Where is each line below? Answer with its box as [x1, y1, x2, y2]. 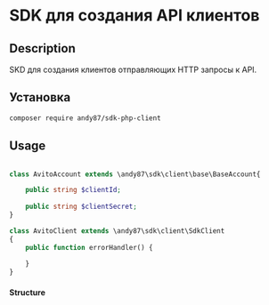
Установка [9, 90, 71, 105]
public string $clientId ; [25, 186, 122, 195]
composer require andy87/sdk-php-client [9, 113, 162, 123]
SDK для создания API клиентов [9, 5, 260, 26]
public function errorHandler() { [25, 243, 153, 252]
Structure [9, 286, 46, 298]
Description [9, 41, 76, 56]
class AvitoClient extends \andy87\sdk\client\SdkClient [9, 226, 225, 236]
